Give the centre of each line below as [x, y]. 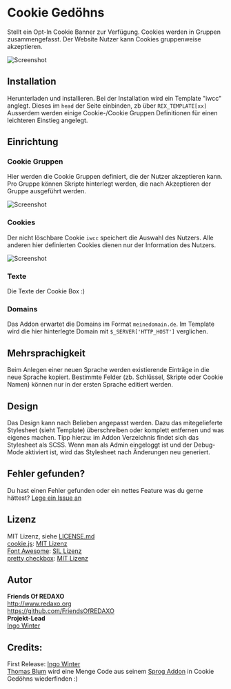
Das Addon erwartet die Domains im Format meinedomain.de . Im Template [111, 324]
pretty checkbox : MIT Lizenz [48, 558]
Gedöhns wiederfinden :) [42, 679]
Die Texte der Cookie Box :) [46, 291]
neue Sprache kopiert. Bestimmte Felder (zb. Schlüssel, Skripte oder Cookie [115, 377]
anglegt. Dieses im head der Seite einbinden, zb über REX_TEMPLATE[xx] [107, 106]
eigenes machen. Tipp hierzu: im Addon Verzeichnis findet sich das [103, 437]
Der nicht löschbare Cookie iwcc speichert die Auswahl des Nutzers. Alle [110, 237]
